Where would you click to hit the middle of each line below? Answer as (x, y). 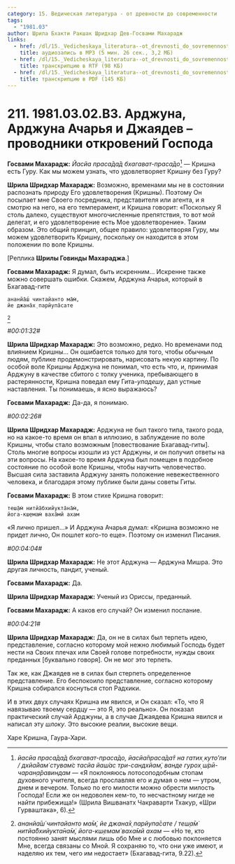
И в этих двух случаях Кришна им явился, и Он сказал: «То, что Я (106, 701)
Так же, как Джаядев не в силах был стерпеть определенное (99, 673)
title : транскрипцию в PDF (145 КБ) (73, 79)
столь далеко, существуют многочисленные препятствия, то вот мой (111, 214)
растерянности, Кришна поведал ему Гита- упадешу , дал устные (104, 381)
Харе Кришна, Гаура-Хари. (47, 737)
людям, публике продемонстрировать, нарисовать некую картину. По (113, 359)
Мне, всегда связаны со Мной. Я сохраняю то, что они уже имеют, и (120, 846)
